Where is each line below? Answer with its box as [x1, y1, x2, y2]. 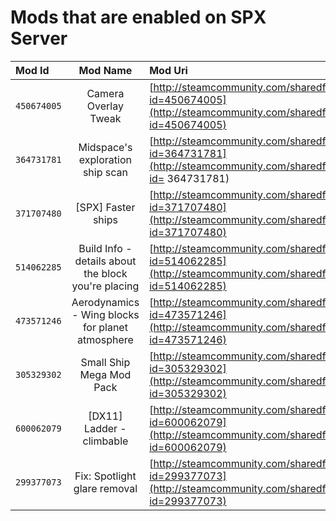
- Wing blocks [71, 307, 140, 321]
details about [74, 254, 137, 268]
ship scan [82, 165, 128, 179]
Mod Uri [149, 63, 188, 77]
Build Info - [78, 241, 133, 255]
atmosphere [76, 332, 134, 346]
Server [10, 27, 68, 50]
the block [83, 266, 128, 280]
